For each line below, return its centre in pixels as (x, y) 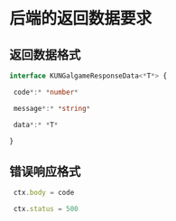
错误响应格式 (45, 171)
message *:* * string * (52, 108)
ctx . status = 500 (46, 209)
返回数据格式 (45, 55)
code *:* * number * (46, 92)
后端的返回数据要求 (81, 18)
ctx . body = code (44, 193)
